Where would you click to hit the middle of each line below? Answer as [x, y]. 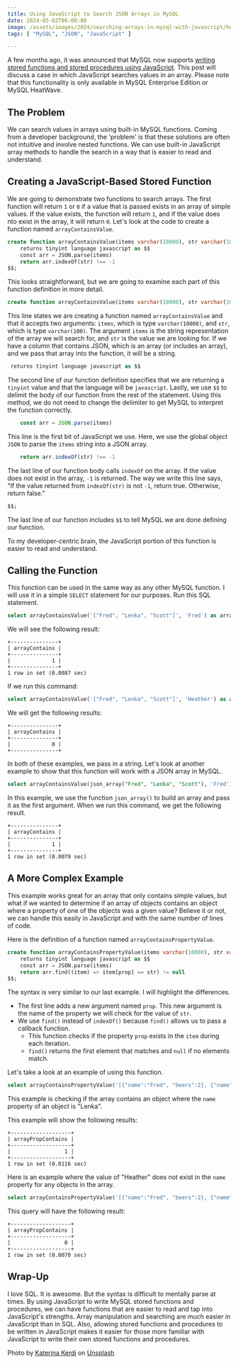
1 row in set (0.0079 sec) [47, 857]
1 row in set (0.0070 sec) [47, 1255]
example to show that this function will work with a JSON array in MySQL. [115, 771]
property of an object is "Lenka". [55, 1106]
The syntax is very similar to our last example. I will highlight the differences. [119, 992]
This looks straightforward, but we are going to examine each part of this [114, 282]
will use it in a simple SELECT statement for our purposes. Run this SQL [109, 595]
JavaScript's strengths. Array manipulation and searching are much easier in [119, 1316]
